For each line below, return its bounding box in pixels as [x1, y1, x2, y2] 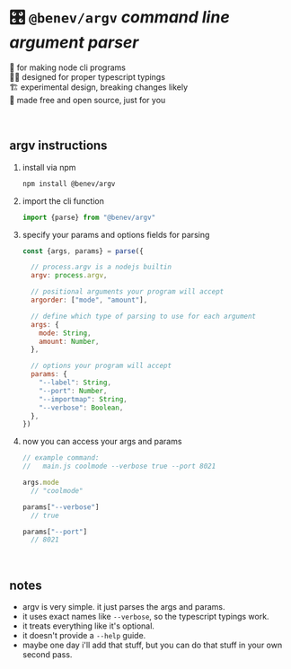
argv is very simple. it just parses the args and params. [22, 602, 226, 612]
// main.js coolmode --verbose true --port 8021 [22, 462, 216, 471]
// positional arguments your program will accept [31, 287, 225, 296]
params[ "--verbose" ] [22, 502, 100, 512]
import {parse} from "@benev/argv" [22, 213, 156, 222]
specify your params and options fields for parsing [22, 229, 210, 240]
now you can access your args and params [22, 436, 182, 447]
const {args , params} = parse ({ [22, 246, 144, 256]
